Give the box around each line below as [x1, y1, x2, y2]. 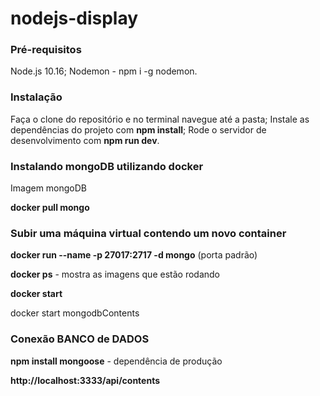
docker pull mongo [10, 202, 90, 214]
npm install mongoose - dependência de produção [10, 355, 223, 367]
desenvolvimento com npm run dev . [10, 134, 160, 146]
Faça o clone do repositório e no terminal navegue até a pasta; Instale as [10, 113, 310, 125]
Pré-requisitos [10, 43, 82, 57]
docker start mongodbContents [10, 307, 140, 319]
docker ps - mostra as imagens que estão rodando [10, 268, 220, 281]
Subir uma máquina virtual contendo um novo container [10, 227, 287, 240]
